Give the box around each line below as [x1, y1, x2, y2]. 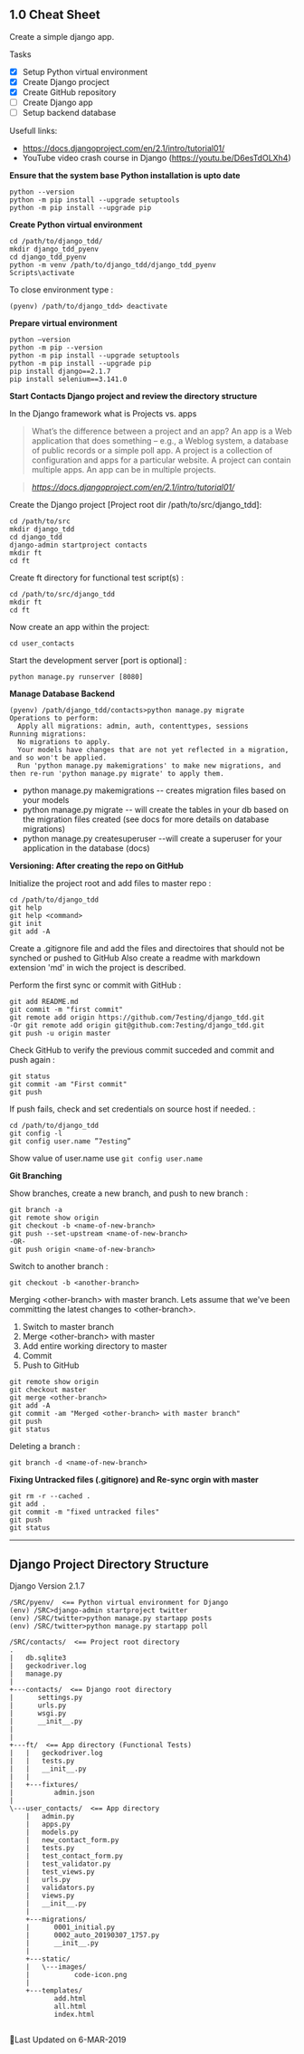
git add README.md [9, 998, 79, 1007]
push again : [9, 1055, 56, 1065]
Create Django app [22, 97, 93, 108]
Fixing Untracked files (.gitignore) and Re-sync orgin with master [9, 1475, 260, 1486]
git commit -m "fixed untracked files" [9, 1507, 160, 1517]
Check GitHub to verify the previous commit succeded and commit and [9, 1045, 275, 1056]
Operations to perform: [9, 714, 100, 723]
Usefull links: [9, 126, 58, 137]
